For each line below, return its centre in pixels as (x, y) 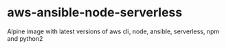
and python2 (25, 38)
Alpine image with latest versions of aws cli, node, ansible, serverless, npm (113, 31)
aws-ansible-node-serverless (95, 13)
